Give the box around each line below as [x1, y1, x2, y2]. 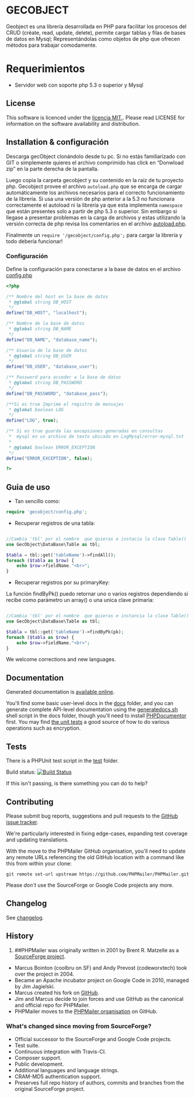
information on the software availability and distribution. [6, 120, 140, 127]
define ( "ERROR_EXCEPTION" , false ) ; [6, 455, 93, 461]
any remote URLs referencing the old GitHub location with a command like [6, 853, 184, 861]
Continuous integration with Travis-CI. [14, 1048, 106, 1055]
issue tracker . [6, 818, 39, 826]
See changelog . [6, 914, 44, 921]
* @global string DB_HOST [8, 299, 72, 305]
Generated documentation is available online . [6, 689, 115, 696]
